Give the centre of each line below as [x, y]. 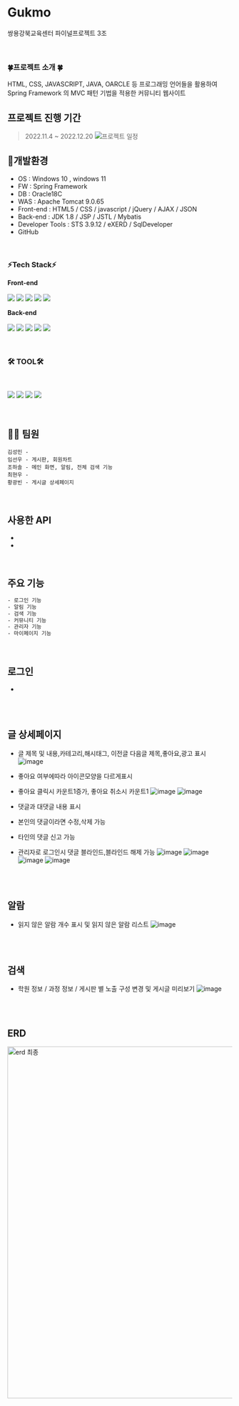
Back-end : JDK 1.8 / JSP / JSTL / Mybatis [79, 216]
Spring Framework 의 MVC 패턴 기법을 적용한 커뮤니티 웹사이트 [97, 93]
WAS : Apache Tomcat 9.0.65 [61, 201]
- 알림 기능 [22, 607]
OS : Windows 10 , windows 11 [62, 179]
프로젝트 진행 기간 [44, 118]
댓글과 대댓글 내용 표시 [49, 806]
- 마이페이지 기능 [30, 634]
